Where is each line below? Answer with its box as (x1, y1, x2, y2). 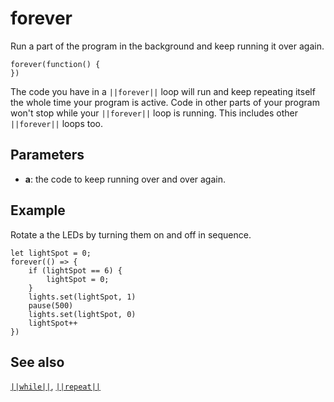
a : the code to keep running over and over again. (24, 173, 227, 185)
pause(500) (28, 300, 74, 311)
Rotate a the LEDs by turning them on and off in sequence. (10, 228, 252, 241)
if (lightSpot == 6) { (28, 265, 123, 276)
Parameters (10, 147, 85, 164)
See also (10, 353, 65, 371)
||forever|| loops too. (10, 117, 104, 129)
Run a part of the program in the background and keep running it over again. (10, 40, 325, 52)
